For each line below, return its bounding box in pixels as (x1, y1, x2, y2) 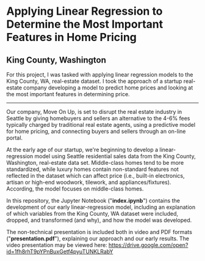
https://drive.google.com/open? (109, 241, 189, 249)
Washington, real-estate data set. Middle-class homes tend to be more (6, 159, 184, 166)
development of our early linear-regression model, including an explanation (6, 203, 196, 211)
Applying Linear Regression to (6, 4, 163, 18)
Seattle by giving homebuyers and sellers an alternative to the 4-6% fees (6, 115, 190, 122)
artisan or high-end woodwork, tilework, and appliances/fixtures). (6, 179, 171, 186)
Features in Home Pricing (6, 31, 137, 44)
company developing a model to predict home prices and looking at (23, 84, 193, 91)
